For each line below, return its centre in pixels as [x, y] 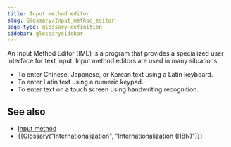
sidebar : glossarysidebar [45, 33]
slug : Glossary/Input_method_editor [61, 20]
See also [26, 111]
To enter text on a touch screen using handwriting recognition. [108, 89]
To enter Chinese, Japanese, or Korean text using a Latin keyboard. [115, 75]
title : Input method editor [49, 14]
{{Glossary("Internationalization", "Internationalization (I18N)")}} [110, 136]
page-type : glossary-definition [55, 27]
